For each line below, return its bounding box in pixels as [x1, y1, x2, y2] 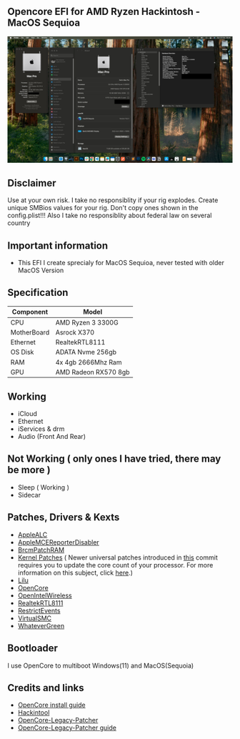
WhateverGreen [17, 621, 65, 630]
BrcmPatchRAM [17, 545, 65, 554]
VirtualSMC [17, 614, 52, 623]
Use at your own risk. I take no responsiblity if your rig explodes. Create [7, 196, 219, 204]
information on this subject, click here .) [17, 568, 134, 577]
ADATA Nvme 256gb [55, 348, 116, 357]
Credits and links [7, 682, 84, 694]
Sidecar [17, 490, 41, 499]
